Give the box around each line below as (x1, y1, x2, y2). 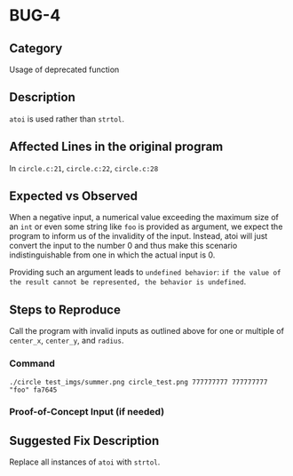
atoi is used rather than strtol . (9, 113, 124, 124)
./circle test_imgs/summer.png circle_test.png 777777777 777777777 (9, 377, 268, 386)
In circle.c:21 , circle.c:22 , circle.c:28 (9, 163, 159, 173)
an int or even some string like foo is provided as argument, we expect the (9, 221, 283, 232)
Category (9, 41, 63, 56)
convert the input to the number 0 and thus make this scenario (9, 241, 238, 251)
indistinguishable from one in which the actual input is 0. (9, 250, 216, 260)
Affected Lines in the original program (9, 139, 224, 155)
